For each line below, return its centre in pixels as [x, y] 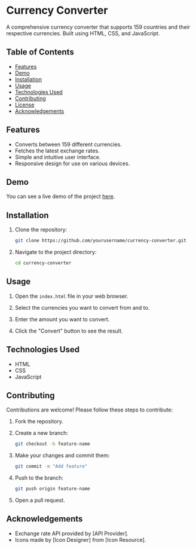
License [24, 105]
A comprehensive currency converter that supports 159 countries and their [98, 27]
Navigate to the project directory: [56, 252]
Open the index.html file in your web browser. [71, 296]
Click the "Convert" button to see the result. [69, 331]
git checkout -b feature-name [53, 444]
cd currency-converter [43, 263]
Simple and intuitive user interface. [58, 157]
